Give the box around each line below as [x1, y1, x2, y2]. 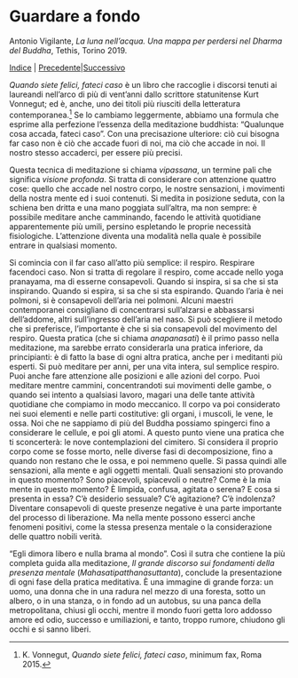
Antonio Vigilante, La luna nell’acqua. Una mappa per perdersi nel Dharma [9, 36, 283, 46]
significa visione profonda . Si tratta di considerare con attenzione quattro [9, 173, 277, 184]
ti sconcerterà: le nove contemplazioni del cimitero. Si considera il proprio [9, 436, 278, 447]
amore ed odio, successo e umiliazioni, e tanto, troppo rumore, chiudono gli [9, 614, 286, 625]
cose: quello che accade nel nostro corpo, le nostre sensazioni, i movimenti [9, 183, 286, 194]
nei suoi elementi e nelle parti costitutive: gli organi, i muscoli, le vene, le [9, 408, 273, 419]
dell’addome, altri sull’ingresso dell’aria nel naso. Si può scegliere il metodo [9, 314, 283, 324]
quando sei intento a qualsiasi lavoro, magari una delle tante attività [9, 389, 255, 400]
